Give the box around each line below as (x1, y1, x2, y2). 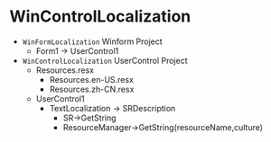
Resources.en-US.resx (49, 74, 134, 84)
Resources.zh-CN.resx (49, 84, 135, 94)
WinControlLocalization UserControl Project (22, 55, 188, 66)
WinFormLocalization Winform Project (22, 36, 163, 47)
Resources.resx (35, 65, 95, 75)
